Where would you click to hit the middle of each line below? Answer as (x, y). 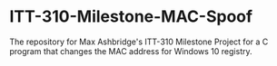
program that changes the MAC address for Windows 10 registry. (131, 51)
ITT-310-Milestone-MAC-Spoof (131, 17)
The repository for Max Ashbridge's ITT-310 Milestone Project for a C (139, 42)
